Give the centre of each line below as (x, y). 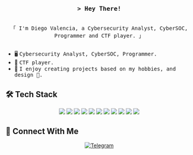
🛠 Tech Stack (31, 94)
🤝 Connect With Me (42, 131)
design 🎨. (28, 75)
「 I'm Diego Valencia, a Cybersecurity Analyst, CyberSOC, (99, 28)
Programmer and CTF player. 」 (99, 36)
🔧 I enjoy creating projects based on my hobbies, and (95, 69)
